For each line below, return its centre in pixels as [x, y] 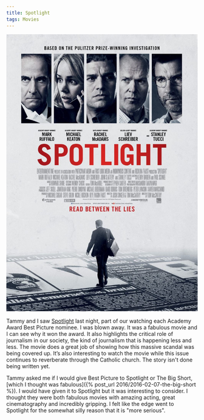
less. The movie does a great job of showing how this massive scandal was [100, 347]
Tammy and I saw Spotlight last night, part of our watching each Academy [99, 321]
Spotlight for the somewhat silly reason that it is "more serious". [86, 410]
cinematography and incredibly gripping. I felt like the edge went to [90, 404]
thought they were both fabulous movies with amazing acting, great [91, 397]
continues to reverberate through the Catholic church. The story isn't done [100, 360]
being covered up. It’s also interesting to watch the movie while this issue [98, 354]
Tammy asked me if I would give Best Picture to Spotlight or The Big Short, [100, 378]
